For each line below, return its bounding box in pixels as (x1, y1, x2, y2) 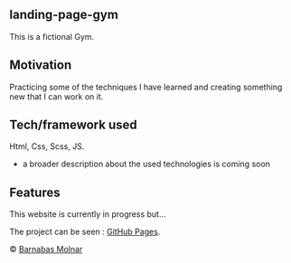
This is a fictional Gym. (9, 31, 95, 42)
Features (9, 184, 61, 200)
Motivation (9, 58, 72, 73)
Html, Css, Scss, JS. (9, 141, 85, 152)
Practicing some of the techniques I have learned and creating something (9, 81, 283, 92)
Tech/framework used (9, 117, 137, 133)
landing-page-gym (9, 7, 119, 23)
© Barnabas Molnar (9, 244, 83, 255)
